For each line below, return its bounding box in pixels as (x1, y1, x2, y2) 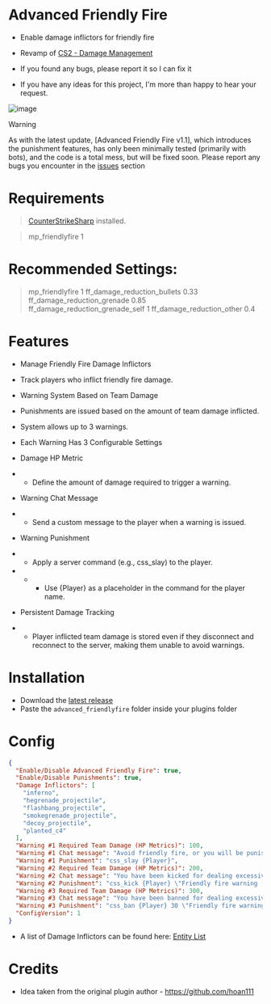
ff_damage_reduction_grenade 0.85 (27, 295, 147, 305)
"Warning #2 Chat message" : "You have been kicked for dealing (15, 871, 232, 879)
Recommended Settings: (8, 261, 178, 278)
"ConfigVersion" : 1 (15, 909, 81, 917)
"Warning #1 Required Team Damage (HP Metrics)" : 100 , (15, 841, 204, 850)
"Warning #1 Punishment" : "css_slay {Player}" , (15, 857, 179, 865)
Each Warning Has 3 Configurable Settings (19, 437, 163, 447)
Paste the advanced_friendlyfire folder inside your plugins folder (19, 704, 238, 714)
